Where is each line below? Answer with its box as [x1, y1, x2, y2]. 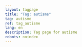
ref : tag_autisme [5, 21, 41, 26]
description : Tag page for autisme [5, 30, 78, 35]
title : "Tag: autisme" [5, 12, 51, 17]
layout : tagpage [5, 7, 38, 12]
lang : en [5, 25, 23, 30]
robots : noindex [5, 35, 38, 40]
